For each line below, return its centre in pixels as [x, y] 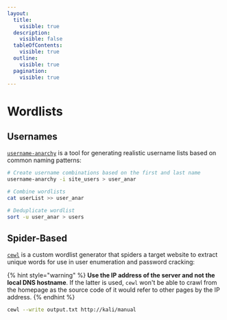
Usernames [33, 136]
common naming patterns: [45, 160]
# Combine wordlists [37, 192]
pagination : [31, 71]
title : [23, 20]
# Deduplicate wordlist [41, 210]
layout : [18, 13]
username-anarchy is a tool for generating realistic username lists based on [112, 153]
